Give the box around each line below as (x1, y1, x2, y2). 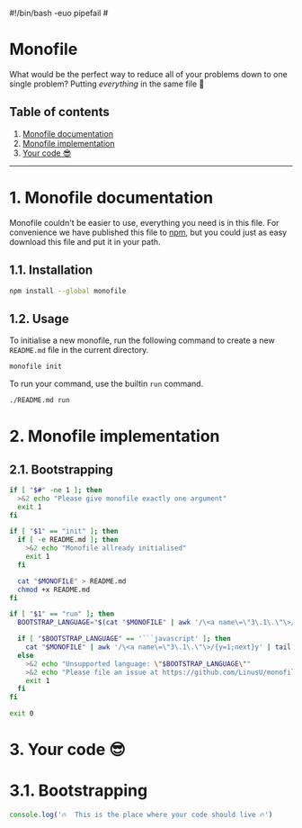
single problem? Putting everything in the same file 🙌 (9, 78, 205, 89)
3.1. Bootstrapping (9, 780, 148, 801)
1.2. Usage (9, 310, 69, 327)
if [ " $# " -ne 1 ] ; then (9, 485, 102, 494)
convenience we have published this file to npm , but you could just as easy (9, 227, 288, 238)
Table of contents (9, 104, 110, 120)
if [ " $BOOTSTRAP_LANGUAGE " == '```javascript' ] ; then (17, 634, 231, 643)
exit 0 (9, 709, 34, 718)
